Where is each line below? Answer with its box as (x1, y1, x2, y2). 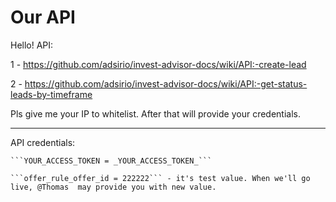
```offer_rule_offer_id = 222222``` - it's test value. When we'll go (10, 173, 311, 183)
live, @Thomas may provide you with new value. (10, 182, 217, 192)
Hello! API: (10, 39, 54, 51)
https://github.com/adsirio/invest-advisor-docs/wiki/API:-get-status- (24, 77, 308, 90)
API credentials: (10, 136, 76, 148)
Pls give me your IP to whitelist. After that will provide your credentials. (10, 107, 302, 120)
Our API (10, 6, 76, 29)
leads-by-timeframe (10, 88, 93, 100)
